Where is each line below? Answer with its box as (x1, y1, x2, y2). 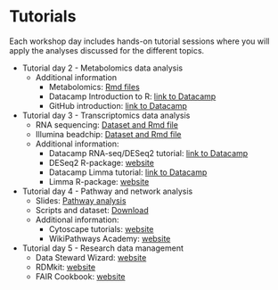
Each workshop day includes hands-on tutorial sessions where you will (9, 36, 270, 46)
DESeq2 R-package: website (48, 157, 154, 168)
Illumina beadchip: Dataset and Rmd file (35, 128, 182, 139)
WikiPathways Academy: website (48, 233, 171, 244)
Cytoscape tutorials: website (48, 223, 154, 234)
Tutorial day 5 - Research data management (21, 243, 184, 253)
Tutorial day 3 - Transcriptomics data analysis (21, 110, 191, 120)
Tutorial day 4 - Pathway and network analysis (21, 186, 193, 196)
